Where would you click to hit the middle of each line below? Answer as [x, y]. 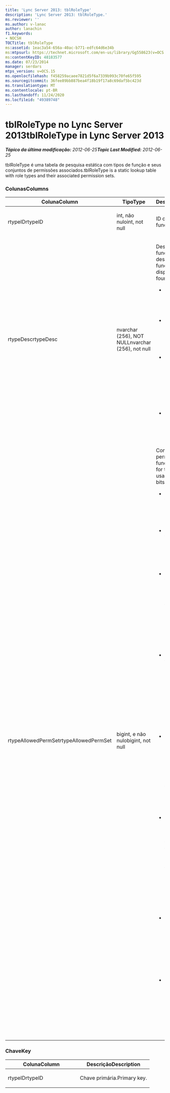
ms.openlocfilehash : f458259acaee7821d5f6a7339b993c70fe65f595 [73, 76]
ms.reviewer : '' [22, 19]
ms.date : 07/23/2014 [27, 62]
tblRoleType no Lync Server [64, 125]
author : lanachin [24, 29]
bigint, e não [131, 734]
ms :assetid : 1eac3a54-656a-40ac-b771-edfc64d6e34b [60, 48]
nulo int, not [130, 222]
